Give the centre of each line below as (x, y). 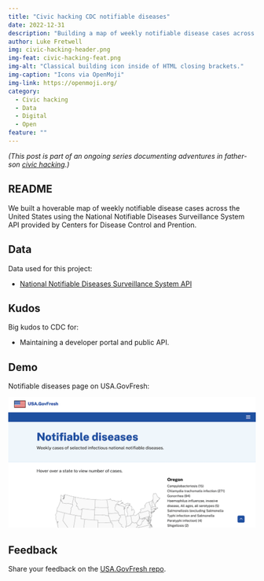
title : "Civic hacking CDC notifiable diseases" (89, 17)
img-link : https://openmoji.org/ (63, 83)
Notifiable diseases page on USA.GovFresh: (79, 386)
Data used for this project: (50, 268)
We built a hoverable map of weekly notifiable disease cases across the (124, 208)
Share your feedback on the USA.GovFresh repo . (87, 569)
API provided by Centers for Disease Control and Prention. (103, 225)
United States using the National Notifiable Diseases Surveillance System (126, 216)
